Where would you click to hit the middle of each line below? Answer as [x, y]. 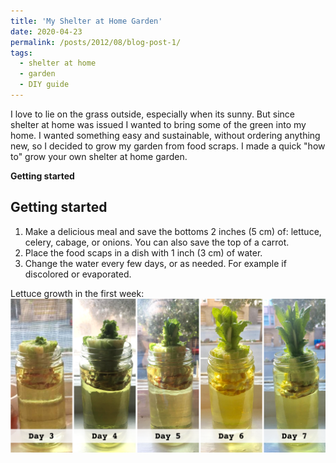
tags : [21, 53]
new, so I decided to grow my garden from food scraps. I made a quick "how [168, 146]
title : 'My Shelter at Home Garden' [86, 21]
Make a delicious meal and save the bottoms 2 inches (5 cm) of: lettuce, [173, 231]
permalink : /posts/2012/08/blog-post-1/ [96, 42]
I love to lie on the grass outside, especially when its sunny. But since [153, 114]
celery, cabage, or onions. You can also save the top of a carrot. [157, 242]
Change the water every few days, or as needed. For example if [155, 263]
